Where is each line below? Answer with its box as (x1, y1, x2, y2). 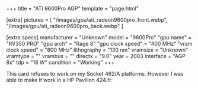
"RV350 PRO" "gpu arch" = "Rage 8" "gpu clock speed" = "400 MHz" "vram (6, 40, 193, 47)
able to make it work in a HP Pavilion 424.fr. (6, 76, 113, 83)
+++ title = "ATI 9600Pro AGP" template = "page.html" (6, 5, 139, 12)
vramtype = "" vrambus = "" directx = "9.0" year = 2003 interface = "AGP (6, 53, 186, 59)
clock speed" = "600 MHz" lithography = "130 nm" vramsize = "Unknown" (6, 46, 189, 53)
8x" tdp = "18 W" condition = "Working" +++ (6, 59, 115, 66)
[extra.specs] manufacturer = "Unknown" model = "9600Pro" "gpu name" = (6, 34, 192, 40)
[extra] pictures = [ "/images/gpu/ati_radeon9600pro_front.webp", (6, 16, 168, 23)
